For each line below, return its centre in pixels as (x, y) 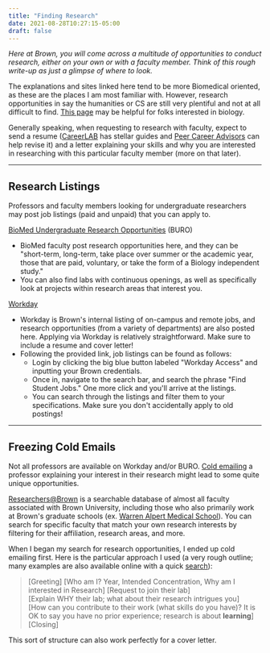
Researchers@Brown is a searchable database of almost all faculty (119, 499)
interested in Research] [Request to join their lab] (109, 590)
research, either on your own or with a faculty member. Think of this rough (132, 62)
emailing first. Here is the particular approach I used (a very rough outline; (131, 557)
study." (32, 272)
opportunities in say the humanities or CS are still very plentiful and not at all (135, 104)
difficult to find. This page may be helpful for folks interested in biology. (127, 112)
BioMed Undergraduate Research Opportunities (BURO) (100, 230)
